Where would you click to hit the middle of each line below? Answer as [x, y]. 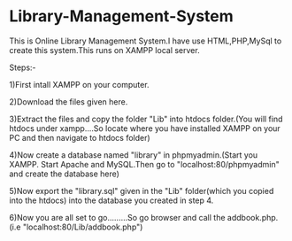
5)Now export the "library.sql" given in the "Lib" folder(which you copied [142, 190]
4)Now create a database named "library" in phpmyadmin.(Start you [134, 155]
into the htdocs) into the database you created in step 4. [111, 200]
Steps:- [23, 67]
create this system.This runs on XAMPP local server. [105, 50]
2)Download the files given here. [69, 101]
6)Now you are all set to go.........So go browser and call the [117, 217]
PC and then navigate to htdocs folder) [80, 137]
